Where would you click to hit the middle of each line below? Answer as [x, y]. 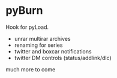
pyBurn [24, 10]
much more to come [31, 69]
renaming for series [38, 45]
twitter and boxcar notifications [53, 51]
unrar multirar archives [42, 38]
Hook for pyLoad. [27, 27]
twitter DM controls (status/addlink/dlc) [63, 58]
